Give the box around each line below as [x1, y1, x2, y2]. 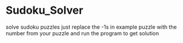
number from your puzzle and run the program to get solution [5, 29, 159, 36]
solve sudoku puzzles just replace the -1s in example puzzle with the [5, 23, 177, 30]
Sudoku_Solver [5, 4, 84, 17]
